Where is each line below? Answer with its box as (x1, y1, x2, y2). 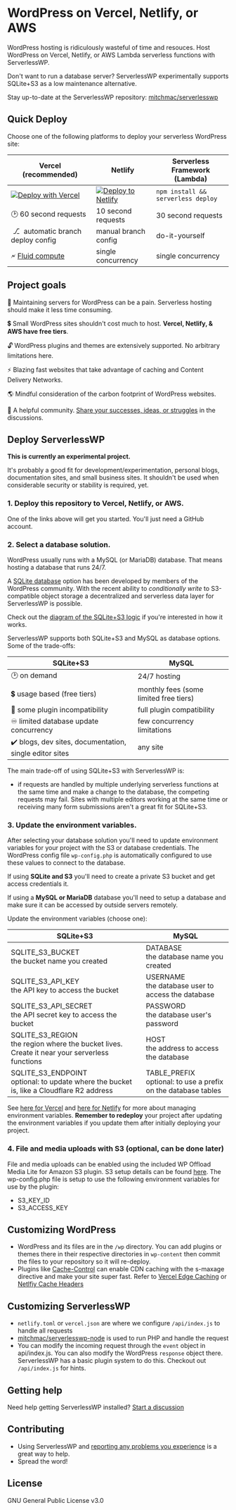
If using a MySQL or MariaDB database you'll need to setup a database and (7, 893, 226, 902)
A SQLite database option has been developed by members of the (7, 576, 199, 585)
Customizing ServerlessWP (7, 1300, 131, 1312)
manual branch (96, 226, 146, 236)
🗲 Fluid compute (11, 251, 65, 261)
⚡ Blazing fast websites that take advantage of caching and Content (7, 365, 204, 374)
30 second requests (156, 210, 223, 220)
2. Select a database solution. (7, 539, 111, 549)
